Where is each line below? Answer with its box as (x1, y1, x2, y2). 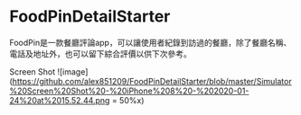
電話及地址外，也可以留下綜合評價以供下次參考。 (9, 48, 192, 59)
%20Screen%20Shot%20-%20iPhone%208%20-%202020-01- (9, 85, 249, 96)
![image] (57, 66, 89, 77)
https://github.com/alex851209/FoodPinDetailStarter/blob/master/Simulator (12, 75, 292, 86)
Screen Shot (9, 66, 56, 77)
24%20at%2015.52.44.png (9, 94, 110, 105)
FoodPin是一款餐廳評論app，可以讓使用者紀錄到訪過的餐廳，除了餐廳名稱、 (9, 37, 292, 48)
